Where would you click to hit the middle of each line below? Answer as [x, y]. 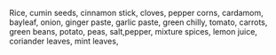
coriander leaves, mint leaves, [64, 41]
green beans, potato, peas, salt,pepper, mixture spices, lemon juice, [133, 31]
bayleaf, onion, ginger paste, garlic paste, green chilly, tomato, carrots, [138, 22]
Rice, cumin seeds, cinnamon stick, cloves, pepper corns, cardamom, [136, 13]
